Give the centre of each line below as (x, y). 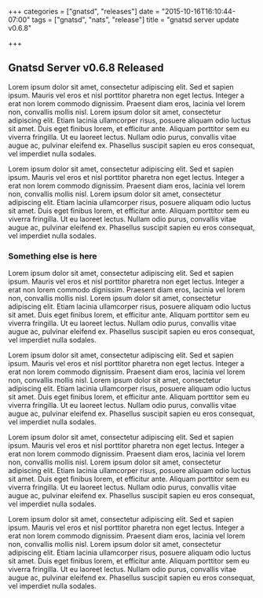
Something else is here (53, 256)
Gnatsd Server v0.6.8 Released (86, 68)
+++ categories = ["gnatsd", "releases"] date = (84, 11)
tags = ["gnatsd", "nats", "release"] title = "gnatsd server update (135, 20)
